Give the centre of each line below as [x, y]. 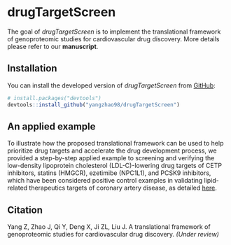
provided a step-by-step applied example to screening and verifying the [111, 158]
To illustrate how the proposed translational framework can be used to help [115, 143]
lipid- [211, 181]
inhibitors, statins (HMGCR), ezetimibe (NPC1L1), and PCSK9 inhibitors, [109, 173]
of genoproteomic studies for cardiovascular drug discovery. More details [113, 38]
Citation [25, 210]
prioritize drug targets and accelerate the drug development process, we [112, 150]
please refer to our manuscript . [53, 46]
